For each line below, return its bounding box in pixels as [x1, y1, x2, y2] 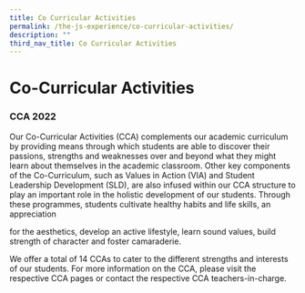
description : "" [9, 30, 71, 39]
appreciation [9, 208, 57, 219]
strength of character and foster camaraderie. [9, 236, 182, 247]
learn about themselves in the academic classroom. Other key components [9, 160, 291, 171]
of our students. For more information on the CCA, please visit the [9, 263, 257, 274]
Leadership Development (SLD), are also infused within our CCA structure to [9, 179, 296, 190]
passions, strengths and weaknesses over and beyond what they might [9, 150, 277, 161]
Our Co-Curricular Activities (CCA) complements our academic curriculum [9, 131, 289, 142]
